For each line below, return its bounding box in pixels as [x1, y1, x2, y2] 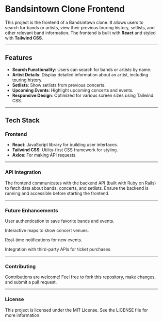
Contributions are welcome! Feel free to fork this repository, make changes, [5, 274, 156, 280]
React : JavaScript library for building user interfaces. [12, 142, 118, 148]
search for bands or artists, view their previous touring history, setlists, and [5, 24, 155, 30]
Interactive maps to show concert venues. [5, 228, 89, 233]
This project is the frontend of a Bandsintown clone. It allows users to [5, 19, 144, 25]
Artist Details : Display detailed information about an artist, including [12, 72, 148, 77]
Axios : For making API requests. [12, 152, 77, 158]
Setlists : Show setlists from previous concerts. [12, 82, 106, 88]
